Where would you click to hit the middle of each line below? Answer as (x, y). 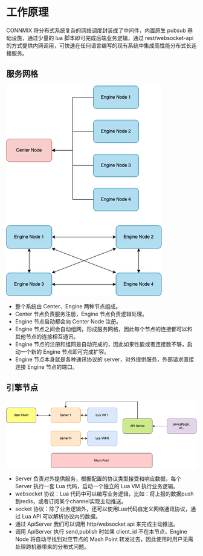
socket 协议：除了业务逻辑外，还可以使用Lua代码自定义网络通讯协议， (103, 509)
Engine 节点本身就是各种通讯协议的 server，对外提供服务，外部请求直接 (105, 359)
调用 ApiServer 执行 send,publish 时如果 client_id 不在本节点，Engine (101, 532)
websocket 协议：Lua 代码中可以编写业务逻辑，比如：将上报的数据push (105, 494)
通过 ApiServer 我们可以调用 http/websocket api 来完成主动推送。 (97, 524)
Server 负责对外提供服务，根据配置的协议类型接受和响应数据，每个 (98, 478)
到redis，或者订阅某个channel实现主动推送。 (71, 501)
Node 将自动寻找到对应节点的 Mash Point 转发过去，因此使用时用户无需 (104, 539)
